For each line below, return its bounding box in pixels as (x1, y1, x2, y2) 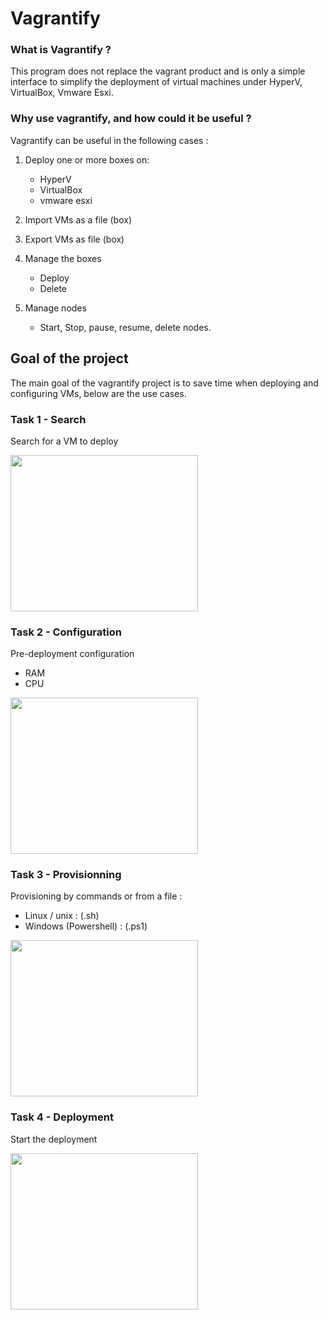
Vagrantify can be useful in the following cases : (10, 134, 209, 146)
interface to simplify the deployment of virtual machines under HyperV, (10, 76, 303, 88)
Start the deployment (10, 1133, 98, 1145)
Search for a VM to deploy (10, 435, 119, 447)
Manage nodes (24, 302, 87, 314)
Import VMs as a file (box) (24, 213, 132, 226)
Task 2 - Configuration (10, 625, 122, 639)
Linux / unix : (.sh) (24, 910, 100, 922)
